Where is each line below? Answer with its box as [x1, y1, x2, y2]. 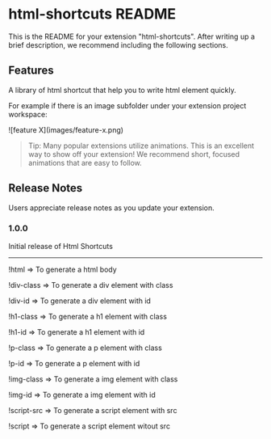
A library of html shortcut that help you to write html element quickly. [8, 85, 236, 95]
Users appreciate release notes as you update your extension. [8, 203, 215, 213]
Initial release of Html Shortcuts [8, 241, 113, 251]
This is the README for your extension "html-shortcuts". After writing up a [8, 32, 256, 41]
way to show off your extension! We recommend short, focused [27, 149, 240, 158]
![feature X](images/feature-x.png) [8, 125, 123, 134]
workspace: [8, 109, 48, 119]
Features [8, 64, 54, 78]
